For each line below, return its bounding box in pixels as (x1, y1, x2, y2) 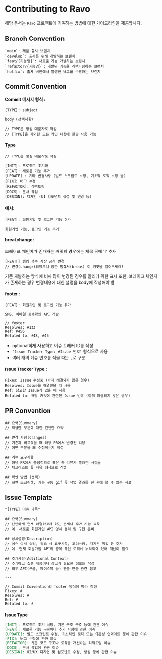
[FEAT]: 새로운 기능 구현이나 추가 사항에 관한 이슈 (5, 627, 96, 632)
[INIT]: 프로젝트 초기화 (5, 163, 49, 168)
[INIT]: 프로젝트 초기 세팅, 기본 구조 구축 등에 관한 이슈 (5, 622, 109, 627)
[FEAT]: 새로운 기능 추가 (5, 168, 50, 174)
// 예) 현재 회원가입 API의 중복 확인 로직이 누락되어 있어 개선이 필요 (5, 546, 129, 551)
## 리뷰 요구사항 (5, 455, 34, 460)
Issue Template (5, 493, 52, 502)
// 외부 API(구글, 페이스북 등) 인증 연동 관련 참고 (5, 566, 97, 571)
